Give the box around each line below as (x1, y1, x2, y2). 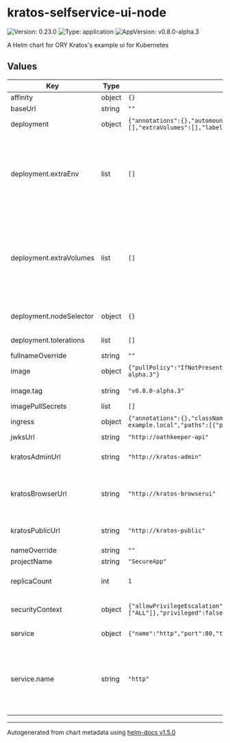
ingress (10, 416, 35, 426)
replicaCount (10, 576, 53, 586)
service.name (10, 674, 55, 683)
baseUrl (10, 104, 36, 113)
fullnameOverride (10, 351, 67, 360)
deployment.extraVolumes (10, 252, 94, 262)
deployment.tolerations (10, 335, 85, 344)
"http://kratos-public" (127, 526, 205, 534)
